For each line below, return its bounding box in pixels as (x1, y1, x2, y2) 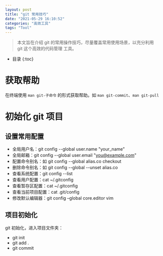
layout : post (5, 7, 32, 12)
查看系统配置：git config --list (12, 171, 73, 177)
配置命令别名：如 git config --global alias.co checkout (12, 158, 122, 164)
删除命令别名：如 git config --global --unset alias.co (12, 165, 118, 171)
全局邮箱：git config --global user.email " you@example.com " (12, 153, 136, 158)
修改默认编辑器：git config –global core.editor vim (12, 195, 114, 201)
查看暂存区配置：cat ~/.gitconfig (12, 183, 78, 189)
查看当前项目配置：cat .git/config (12, 189, 80, 195)
